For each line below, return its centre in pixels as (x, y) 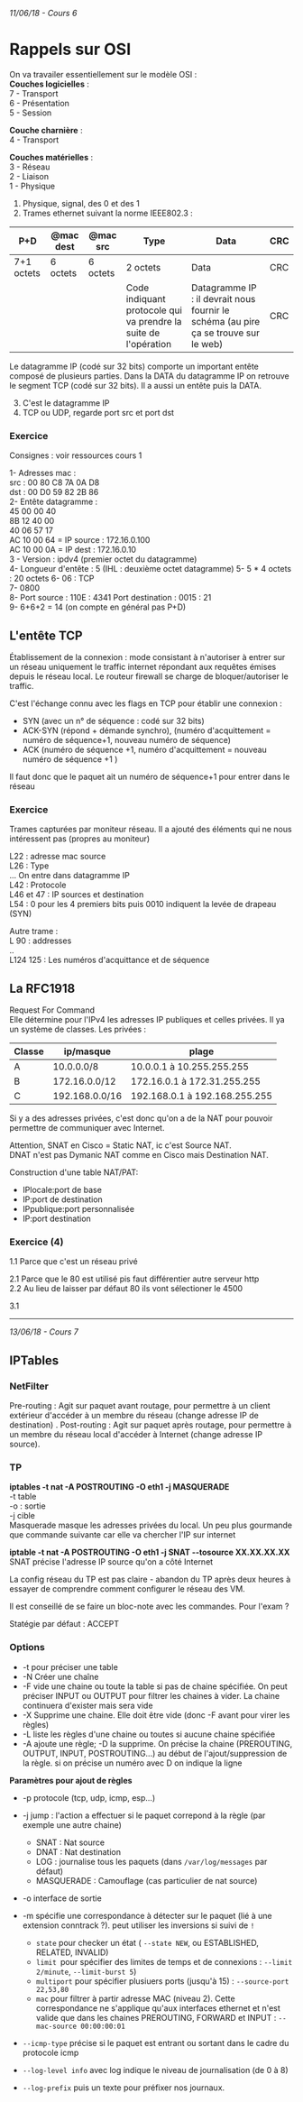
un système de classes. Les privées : (78, 1029)
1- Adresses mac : (43, 473)
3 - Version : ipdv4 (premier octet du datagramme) (103, 559)
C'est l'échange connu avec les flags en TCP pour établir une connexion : (146, 703)
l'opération (149, 344)
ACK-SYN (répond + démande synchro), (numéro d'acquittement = (147, 730)
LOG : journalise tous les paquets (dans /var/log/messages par (151, 1861)
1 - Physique (32, 186)
